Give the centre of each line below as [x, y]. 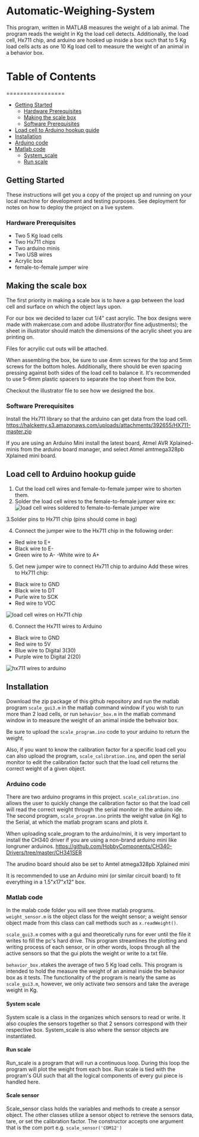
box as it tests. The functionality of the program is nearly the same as [91, 978]
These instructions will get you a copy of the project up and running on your [99, 194]
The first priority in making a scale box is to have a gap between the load [95, 300]
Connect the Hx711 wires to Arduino [58, 626]
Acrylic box [29, 260]
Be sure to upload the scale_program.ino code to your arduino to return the [98, 731]
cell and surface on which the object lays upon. [64, 306]
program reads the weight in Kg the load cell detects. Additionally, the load [97, 33]
